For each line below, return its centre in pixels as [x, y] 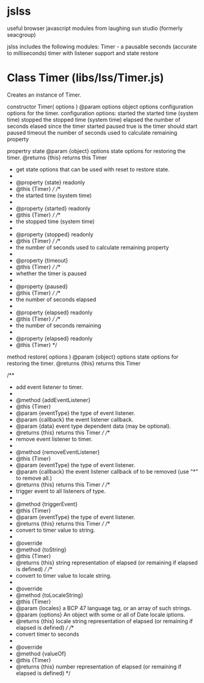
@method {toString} [41, 550]
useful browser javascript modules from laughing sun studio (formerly [95, 28]
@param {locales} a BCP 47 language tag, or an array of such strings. [104, 608]
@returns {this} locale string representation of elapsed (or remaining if [104, 621]
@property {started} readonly [53, 208]
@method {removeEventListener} [58, 452]
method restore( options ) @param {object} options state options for [93, 357]
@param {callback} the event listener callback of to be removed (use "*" [107, 471]
